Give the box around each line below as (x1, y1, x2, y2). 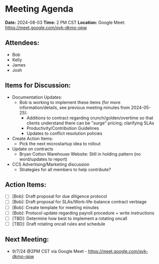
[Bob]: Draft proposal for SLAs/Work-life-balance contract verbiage (12, 199, 147, 205)
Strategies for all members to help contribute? (19, 166, 111, 172)
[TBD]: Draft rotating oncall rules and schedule (12, 221, 106, 227)
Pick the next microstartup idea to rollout (19, 141, 101, 146)
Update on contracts (12, 146, 53, 152)
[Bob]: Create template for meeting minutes (12, 204, 99, 210)
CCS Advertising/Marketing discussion (12, 161, 90, 167)
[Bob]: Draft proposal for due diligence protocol (12, 194, 107, 199)
